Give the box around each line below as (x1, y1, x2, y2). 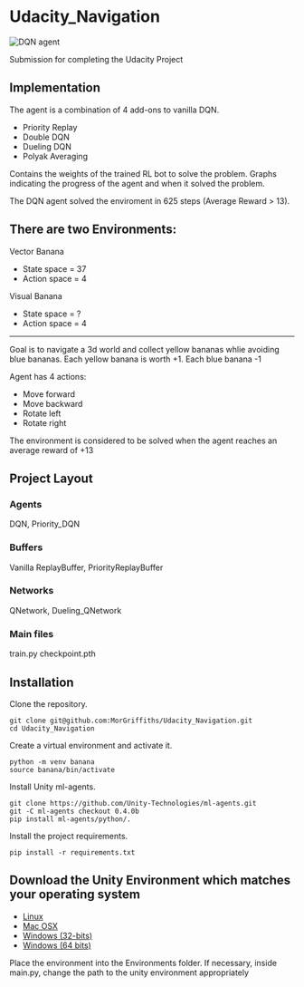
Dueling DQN (22, 140, 72, 151)
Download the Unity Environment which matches (9, 873, 291, 888)
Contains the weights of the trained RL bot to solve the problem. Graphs (9, 168, 278, 179)
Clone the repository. (9, 698, 88, 709)
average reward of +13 (9, 444, 94, 455)
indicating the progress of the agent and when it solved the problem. (9, 178, 265, 189)
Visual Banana (9, 290, 63, 301)
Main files (9, 627, 54, 640)
